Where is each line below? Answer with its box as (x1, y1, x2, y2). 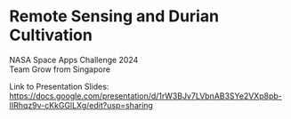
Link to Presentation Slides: (9, 81, 109, 91)
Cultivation (9, 25, 93, 45)
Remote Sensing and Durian (9, 6, 220, 27)
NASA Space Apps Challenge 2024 (9, 54, 139, 65)
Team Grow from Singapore (9, 64, 111, 75)
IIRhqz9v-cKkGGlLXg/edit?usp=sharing (9, 99, 154, 110)
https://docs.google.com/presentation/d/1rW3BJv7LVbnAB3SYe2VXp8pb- (9, 91, 282, 101)
